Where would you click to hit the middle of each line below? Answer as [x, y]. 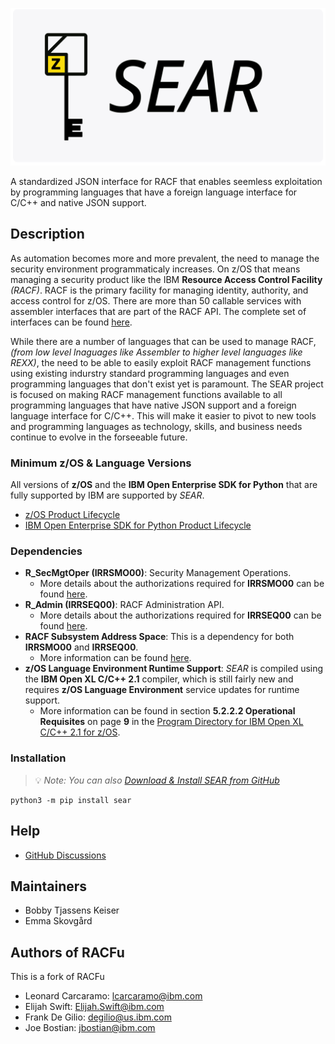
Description [47, 234]
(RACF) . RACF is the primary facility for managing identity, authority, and [159, 290]
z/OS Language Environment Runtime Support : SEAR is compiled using [174, 669]
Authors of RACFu [67, 952]
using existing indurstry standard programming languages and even [150, 373]
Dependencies [46, 551]
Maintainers [49, 886]
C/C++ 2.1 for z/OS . [80, 732]
